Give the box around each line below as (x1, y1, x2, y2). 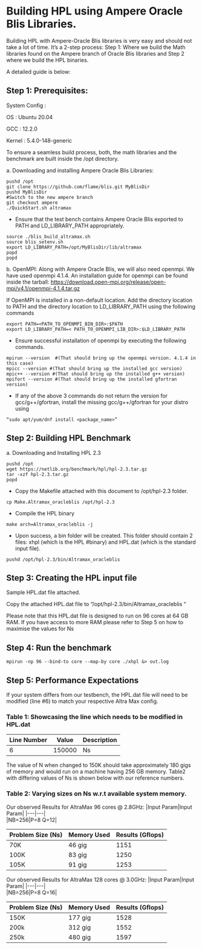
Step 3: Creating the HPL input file (6, 573, 137, 583)
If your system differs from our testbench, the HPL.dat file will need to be (6, 691, 188, 698)
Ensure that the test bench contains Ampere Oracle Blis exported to (15, 215, 183, 223)
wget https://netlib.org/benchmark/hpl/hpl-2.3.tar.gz (6, 466, 148, 472)
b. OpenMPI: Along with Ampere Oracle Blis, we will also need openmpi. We (6, 265, 195, 273)
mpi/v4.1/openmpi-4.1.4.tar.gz (6, 284, 80, 292)
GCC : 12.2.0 (6, 125, 38, 132)
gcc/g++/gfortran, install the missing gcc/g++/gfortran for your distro (15, 398, 189, 406)
